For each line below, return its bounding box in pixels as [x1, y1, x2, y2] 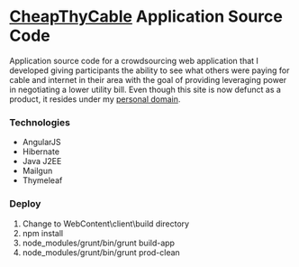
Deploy [9, 198, 41, 210]
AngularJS [22, 137, 61, 148]
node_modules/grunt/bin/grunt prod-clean [22, 246, 180, 258]
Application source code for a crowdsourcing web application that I [9, 55, 259, 66]
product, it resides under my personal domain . [9, 93, 181, 105]
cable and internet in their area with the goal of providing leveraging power [9, 74, 287, 85]
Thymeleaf [22, 175, 63, 186]
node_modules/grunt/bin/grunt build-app [22, 237, 176, 248]
